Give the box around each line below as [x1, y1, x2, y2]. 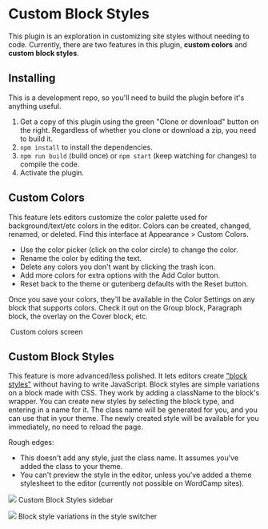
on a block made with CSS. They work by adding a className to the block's [8, 388, 260, 398]
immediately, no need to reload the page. [8, 422, 144, 432]
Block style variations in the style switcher [18, 511, 158, 521]
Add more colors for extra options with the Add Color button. [19, 270, 221, 280]
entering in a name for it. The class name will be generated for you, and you [8, 405, 258, 415]
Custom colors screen [10, 327, 83, 336]
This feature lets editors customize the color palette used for [8, 212, 208, 222]
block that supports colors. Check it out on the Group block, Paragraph [8, 303, 242, 312]
